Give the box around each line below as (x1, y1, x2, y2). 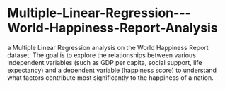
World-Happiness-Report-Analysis (7, 20, 218, 36)
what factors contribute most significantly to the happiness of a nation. (7, 73, 214, 82)
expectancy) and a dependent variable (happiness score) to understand (7, 66, 217, 74)
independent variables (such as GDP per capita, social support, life (7, 58, 203, 66)
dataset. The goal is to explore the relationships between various (7, 51, 197, 59)
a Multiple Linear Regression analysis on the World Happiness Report (7, 43, 209, 52)
